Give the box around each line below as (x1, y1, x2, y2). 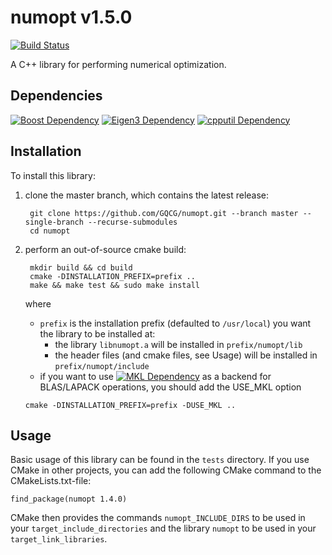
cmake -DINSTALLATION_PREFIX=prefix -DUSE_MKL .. (24, 400, 237, 410)
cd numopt (29, 226, 71, 236)
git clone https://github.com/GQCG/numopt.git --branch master (29, 208, 299, 218)
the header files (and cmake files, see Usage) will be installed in (54, 349, 318, 361)
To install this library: (10, 169, 97, 181)
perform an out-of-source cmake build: (24, 243, 187, 255)
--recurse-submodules (88, 217, 178, 227)
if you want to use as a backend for (39, 370, 272, 382)
